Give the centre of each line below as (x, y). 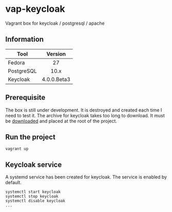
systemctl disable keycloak (35, 201)
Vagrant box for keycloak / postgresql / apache (55, 23)
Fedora (16, 62)
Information (25, 39)
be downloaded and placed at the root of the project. (61, 121)
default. (14, 183)
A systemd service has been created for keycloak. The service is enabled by (86, 177)
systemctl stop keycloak (32, 197)
